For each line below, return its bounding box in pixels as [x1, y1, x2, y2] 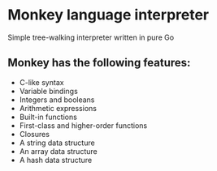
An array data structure [19, 146, 98, 156]
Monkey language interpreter [7, 6, 210, 24]
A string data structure [19, 138, 95, 147]
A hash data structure [19, 155, 93, 165]
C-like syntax [19, 77, 64, 87]
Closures [19, 129, 50, 139]
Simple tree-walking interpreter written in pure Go [7, 32, 175, 42]
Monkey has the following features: [7, 56, 191, 70]
